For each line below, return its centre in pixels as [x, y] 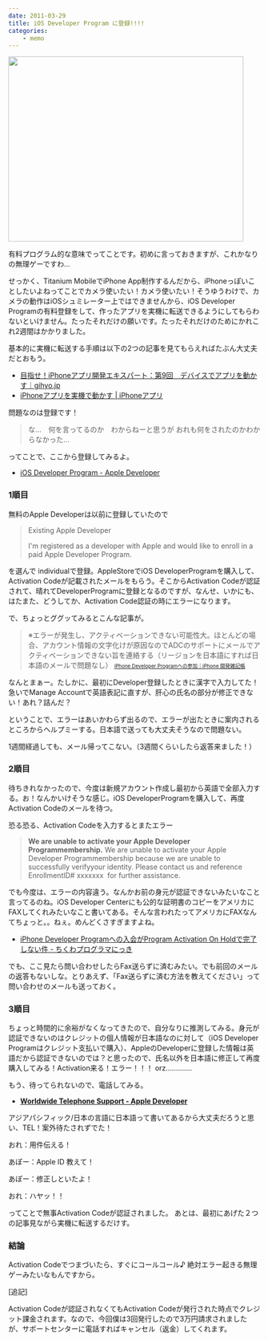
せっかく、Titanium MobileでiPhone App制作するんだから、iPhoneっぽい [128, 281]
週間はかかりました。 [55, 331]
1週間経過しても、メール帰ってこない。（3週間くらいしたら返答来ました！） [132, 746]
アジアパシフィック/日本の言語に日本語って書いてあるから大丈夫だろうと [128, 1118]
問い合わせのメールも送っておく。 [64, 986]
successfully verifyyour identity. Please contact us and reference [135, 867]
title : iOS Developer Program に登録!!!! [76, 23]
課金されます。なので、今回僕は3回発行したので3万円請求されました [135, 1319]
